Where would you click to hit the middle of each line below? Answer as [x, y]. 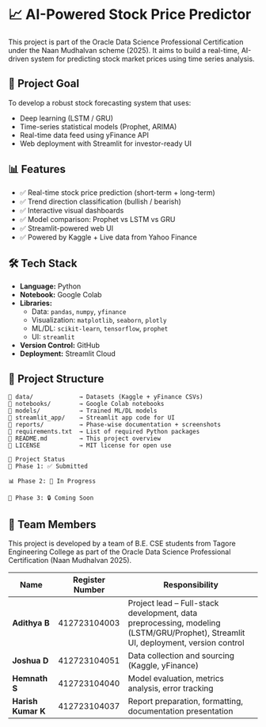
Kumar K [29, 711]
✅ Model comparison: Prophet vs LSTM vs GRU [97, 219]
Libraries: [36, 303]
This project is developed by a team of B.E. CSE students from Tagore [122, 543]
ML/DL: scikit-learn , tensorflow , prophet [100, 328]
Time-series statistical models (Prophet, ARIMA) [98, 126]
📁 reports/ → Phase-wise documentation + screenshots [115, 425]
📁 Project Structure [56, 379]
